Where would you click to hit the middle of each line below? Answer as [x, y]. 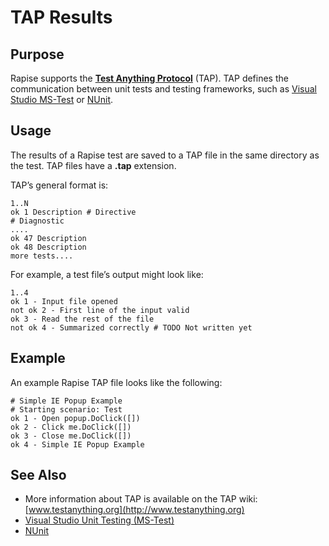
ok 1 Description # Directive [73, 212]
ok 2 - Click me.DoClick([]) [71, 427]
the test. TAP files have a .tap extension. [93, 165]
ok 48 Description [48, 247]
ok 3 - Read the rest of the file [82, 319]
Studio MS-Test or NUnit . [62, 99]
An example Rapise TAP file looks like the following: [116, 382]
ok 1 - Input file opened [64, 301]
